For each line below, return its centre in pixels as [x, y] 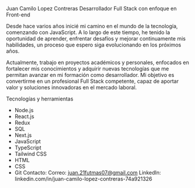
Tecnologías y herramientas [40, 99]
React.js [24, 116]
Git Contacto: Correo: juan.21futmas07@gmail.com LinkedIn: [88, 172]
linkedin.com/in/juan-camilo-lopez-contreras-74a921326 [83, 179]
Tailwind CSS [31, 154]
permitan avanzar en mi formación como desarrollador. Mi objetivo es [90, 75]
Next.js [23, 135]
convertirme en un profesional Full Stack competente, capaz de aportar [93, 81]
